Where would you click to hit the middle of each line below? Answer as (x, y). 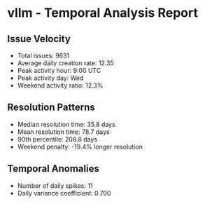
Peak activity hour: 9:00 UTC (59, 70)
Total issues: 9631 (43, 55)
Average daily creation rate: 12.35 (65, 63)
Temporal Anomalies (53, 169)
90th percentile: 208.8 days (57, 139)
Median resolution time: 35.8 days (66, 124)
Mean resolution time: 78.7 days (63, 132)
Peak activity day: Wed (50, 78)
